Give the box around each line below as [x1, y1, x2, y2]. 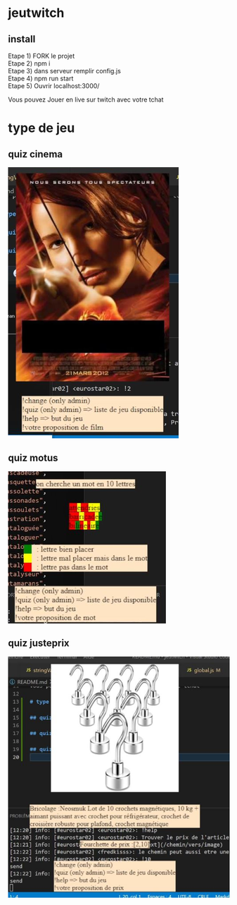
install [8, 33, 36, 45]
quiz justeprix [8, 637, 70, 650]
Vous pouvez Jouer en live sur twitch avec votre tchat [8, 95, 164, 104]
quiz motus [8, 452, 58, 464]
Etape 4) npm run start [8, 74, 74, 83]
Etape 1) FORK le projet [8, 51, 75, 60]
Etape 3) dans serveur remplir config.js [8, 67, 122, 75]
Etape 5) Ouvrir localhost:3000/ [8, 82, 100, 90]
